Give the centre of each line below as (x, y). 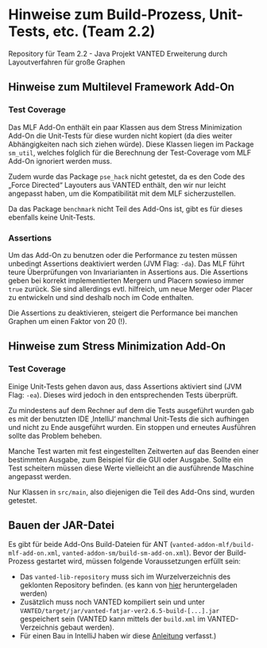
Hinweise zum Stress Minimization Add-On (117, 347)
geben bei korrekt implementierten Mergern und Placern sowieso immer (126, 280)
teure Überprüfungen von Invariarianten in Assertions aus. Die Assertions (128, 271)
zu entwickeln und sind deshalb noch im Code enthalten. (101, 297)
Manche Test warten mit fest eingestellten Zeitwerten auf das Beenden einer (133, 451)
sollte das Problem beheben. (55, 435)
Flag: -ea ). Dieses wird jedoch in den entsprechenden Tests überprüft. (123, 395)
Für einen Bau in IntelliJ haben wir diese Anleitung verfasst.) (118, 636)
